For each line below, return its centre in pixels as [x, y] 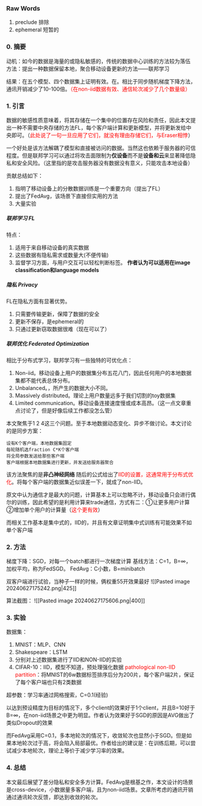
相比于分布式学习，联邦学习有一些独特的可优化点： [69, 360]
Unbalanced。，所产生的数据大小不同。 [63, 388]
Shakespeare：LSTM [41, 652]
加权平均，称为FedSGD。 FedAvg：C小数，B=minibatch [76, 569]
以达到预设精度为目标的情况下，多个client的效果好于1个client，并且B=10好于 [101, 708]
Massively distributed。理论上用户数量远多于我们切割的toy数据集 [95, 395]
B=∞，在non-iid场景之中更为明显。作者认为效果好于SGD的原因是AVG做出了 [100, 715]
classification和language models [57, 270]
